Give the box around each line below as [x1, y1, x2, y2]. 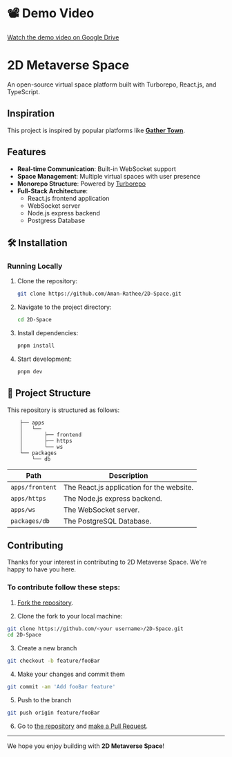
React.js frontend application [27, 194, 110, 202]
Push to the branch [17, 696, 72, 704]
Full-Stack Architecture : [17, 186, 88, 195]
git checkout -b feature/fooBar [7, 657, 100, 665]
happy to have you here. [7, 565, 77, 573]
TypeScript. [7, 87, 40, 96]
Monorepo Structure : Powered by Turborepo [17, 179, 146, 188]
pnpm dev [17, 368, 43, 375]
